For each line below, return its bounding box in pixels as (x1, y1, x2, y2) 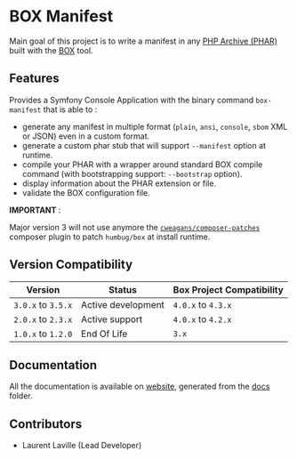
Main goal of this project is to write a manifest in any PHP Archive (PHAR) (9, 36, 278, 46)
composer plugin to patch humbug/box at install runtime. (9, 231, 211, 242)
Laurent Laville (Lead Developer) (21, 440, 142, 451)
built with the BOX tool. (9, 44, 93, 55)
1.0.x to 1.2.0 (13, 327, 73, 340)
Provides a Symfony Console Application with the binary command (9, 94, 254, 105)
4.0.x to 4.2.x (173, 313, 232, 326)
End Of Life (81, 327, 128, 340)
